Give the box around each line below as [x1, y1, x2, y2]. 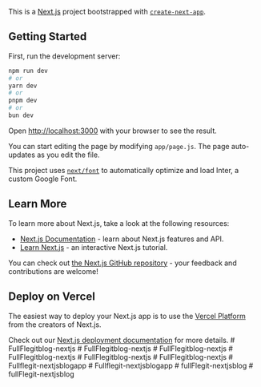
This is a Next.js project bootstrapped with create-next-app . [8, 7, 207, 16]
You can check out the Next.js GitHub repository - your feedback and [8, 258, 238, 268]
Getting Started [8, 30, 87, 43]
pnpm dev [8, 96, 38, 105]
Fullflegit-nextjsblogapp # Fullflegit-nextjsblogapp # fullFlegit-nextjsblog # [8, 361, 254, 370]
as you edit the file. [37, 150, 100, 159]
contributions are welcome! [8, 266, 98, 276]
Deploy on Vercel [8, 290, 96, 304]
